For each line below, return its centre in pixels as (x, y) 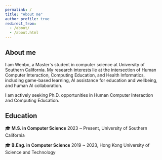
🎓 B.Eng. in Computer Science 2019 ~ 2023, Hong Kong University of (77, 145)
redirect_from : (21, 23)
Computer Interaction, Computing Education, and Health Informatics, (75, 75)
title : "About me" (24, 14)
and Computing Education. (32, 100)
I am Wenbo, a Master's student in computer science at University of (75, 64)
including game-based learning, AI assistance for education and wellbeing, (81, 80)
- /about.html (24, 33)
